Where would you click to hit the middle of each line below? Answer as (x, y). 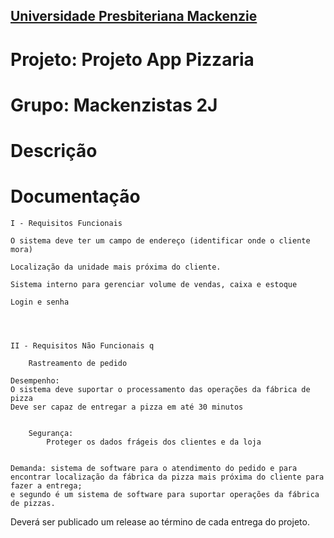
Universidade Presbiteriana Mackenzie (134, 16)
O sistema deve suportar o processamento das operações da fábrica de (160, 389)
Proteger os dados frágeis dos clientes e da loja (154, 442)
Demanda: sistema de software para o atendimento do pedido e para (154, 468)
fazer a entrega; (46, 485)
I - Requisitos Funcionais (66, 223)
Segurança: (51, 433)
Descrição (54, 150)
